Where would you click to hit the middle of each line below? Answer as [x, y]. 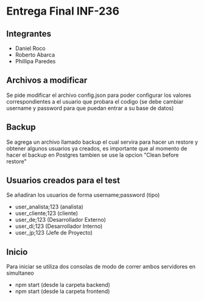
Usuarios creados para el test [63, 181]
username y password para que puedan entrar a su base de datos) [90, 108]
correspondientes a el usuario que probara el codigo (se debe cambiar [95, 101]
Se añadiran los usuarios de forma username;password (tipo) [83, 195]
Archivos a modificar [47, 80]
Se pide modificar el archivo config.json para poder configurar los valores [99, 95]
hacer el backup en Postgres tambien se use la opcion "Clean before [93, 155]
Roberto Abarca [35, 55]
